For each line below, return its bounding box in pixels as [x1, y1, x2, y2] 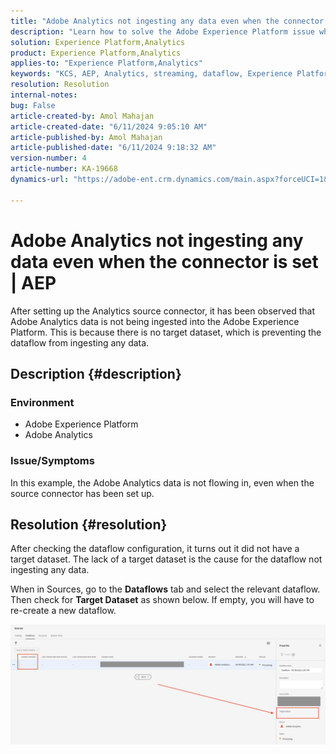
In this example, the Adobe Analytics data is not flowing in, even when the [10, 476, 315, 489]
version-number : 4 [10, 153, 87, 164]
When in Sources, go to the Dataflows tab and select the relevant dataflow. [10, 583, 321, 595]
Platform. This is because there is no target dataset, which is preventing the [10, 326, 322, 338]
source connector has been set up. [10, 487, 155, 499]
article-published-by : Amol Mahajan [10, 132, 163, 142]
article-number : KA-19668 [10, 164, 118, 174]
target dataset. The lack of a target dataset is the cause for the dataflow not [10, 553, 323, 565]
